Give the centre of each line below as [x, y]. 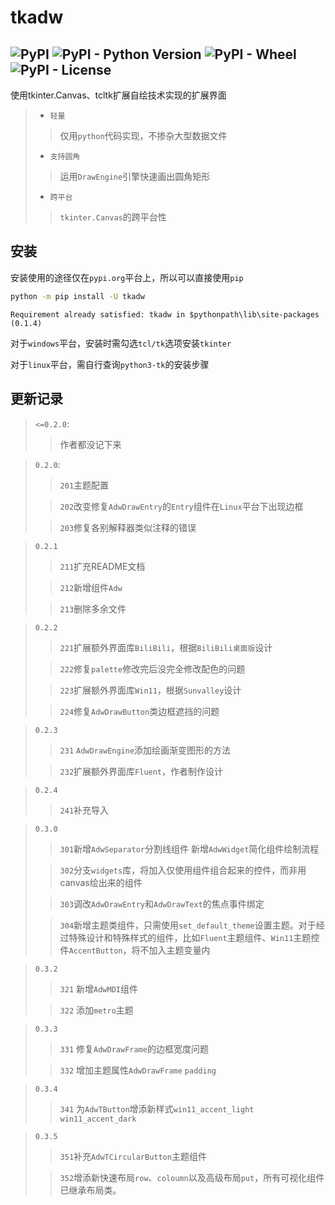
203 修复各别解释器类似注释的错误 [128, 527]
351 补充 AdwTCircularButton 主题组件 [133, 1156]
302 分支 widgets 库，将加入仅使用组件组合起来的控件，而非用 [183, 870]
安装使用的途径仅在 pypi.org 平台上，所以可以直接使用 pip [127, 277]
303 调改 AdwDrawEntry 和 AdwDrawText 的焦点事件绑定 [162, 903]
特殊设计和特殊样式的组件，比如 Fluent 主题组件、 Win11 [181, 937]
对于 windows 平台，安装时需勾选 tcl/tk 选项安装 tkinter [121, 343]
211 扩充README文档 [102, 566]
